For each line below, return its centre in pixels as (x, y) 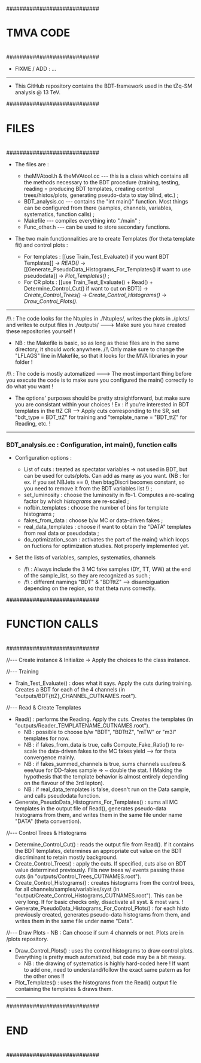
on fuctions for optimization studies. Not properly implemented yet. (106, 546)
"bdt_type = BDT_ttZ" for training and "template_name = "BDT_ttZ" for (101, 417)
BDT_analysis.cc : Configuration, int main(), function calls (92, 445)
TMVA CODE (38, 33)
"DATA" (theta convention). (48, 821)
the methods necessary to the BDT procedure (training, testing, (102, 182)
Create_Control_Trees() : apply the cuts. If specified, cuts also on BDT (100, 864)
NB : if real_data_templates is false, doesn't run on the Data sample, (107, 789)
